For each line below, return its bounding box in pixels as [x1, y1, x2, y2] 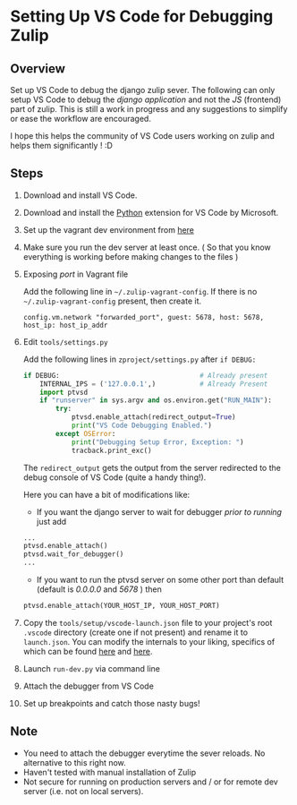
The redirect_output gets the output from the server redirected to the [22, 462, 281, 473]
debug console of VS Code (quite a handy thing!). [22, 472, 207, 483]
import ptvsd [39, 388, 89, 397]
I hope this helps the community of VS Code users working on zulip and [10, 131, 276, 141]
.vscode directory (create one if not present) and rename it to [22, 627, 249, 638]
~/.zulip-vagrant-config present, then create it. [22, 295, 202, 306]
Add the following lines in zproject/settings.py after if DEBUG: [22, 354, 257, 364]
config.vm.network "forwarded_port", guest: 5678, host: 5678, [22, 313, 265, 321]
